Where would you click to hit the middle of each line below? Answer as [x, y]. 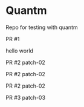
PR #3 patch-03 [26, 97]
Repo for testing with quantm [42, 27]
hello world [20, 50]
